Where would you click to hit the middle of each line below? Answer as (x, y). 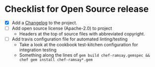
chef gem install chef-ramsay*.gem (56, 60)
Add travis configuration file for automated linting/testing (70, 39)
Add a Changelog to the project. (44, 23)
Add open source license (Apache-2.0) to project (62, 28)
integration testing (38, 50)
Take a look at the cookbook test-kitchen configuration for (78, 45)
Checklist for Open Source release (77, 9)
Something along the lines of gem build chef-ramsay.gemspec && (84, 55)
